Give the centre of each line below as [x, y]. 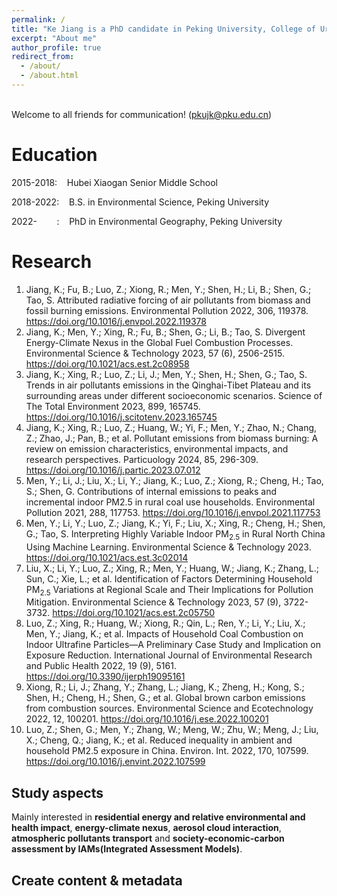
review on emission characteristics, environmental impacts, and [157, 448]
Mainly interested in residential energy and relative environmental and [158, 817]
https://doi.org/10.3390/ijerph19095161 [105, 677]
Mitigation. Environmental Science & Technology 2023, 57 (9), [153, 602]
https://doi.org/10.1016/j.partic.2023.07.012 [113, 470]
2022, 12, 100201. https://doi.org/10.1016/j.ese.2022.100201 [147, 719]
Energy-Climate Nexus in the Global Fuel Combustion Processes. [159, 342]
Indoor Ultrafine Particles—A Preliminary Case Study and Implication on [173, 645]
